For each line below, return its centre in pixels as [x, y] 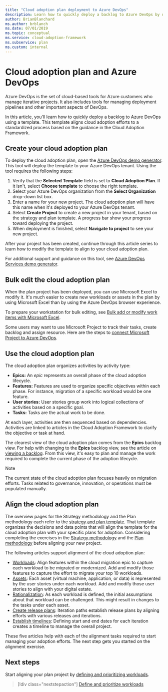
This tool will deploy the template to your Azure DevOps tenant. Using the [81, 166]
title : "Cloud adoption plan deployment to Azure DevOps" [67, 10]
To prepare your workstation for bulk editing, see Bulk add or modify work [81, 312]
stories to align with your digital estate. [52, 589]
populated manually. [26, 488]
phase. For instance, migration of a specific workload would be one [82, 391]
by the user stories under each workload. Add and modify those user [83, 583]
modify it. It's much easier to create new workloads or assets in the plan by [82, 297]
